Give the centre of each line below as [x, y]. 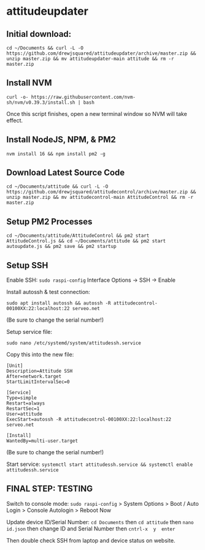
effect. [15, 120]
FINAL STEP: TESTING [50, 489]
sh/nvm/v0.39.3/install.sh [41, 103]
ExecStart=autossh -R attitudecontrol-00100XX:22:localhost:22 [89, 420]
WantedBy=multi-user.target [42, 441]
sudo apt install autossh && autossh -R [59, 303]
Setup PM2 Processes [49, 221]
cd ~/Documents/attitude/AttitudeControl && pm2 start [78, 236]
